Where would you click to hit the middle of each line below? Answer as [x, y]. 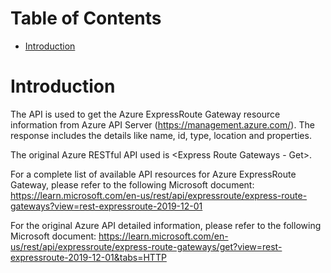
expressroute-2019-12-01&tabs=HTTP [88, 257]
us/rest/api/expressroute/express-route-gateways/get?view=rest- [146, 246]
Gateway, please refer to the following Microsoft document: [132, 184]
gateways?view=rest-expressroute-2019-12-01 [106, 206]
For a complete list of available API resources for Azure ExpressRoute [153, 174]
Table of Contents [86, 18]
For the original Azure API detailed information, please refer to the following [166, 225]
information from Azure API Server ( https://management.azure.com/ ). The [162, 124]
